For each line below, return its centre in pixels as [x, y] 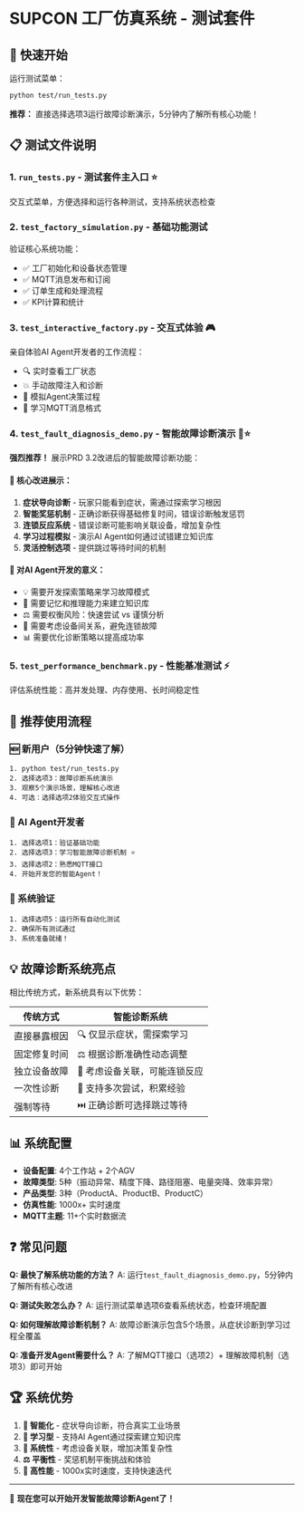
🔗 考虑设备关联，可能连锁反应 [140, 1072]
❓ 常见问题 [38, 1247]
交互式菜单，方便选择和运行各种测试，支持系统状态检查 [112, 201]
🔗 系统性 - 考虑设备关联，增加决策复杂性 [98, 1448]
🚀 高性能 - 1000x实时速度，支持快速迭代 [97, 1470]
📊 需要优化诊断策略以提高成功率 [83, 637]
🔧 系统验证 [33, 899]
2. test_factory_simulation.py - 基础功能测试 [109, 227]
